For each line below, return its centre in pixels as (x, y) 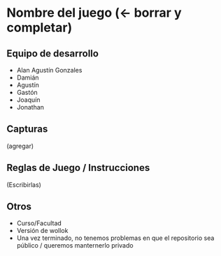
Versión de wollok (42, 231)
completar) (40, 28)
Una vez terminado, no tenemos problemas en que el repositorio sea (115, 238)
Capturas (27, 129)
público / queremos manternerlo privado (75, 246)
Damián (28, 77)
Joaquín (28, 100)
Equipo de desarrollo (53, 53)
